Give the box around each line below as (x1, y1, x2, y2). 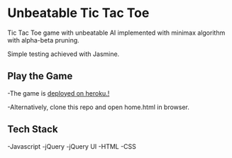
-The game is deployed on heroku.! (7, 89, 110, 97)
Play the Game (7, 70, 73, 82)
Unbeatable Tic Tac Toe (7, 5, 150, 21)
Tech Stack (7, 123, 58, 135)
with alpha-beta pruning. (7, 35, 79, 44)
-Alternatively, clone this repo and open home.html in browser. (7, 103, 190, 111)
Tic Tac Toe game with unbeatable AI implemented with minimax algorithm (7, 28, 226, 37)
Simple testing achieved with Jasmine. (7, 50, 120, 58)
